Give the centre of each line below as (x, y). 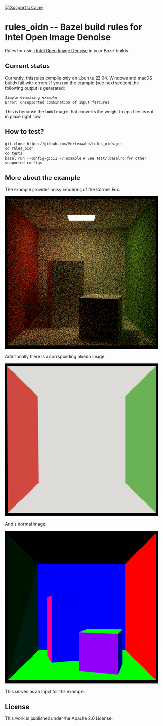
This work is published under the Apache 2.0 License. (59, 718)
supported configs (24, 163)
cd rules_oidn (19, 148)
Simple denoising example (31, 97)
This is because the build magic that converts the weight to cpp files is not (79, 111)
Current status (27, 66)
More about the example (43, 178)
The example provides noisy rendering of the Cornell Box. (63, 190)
